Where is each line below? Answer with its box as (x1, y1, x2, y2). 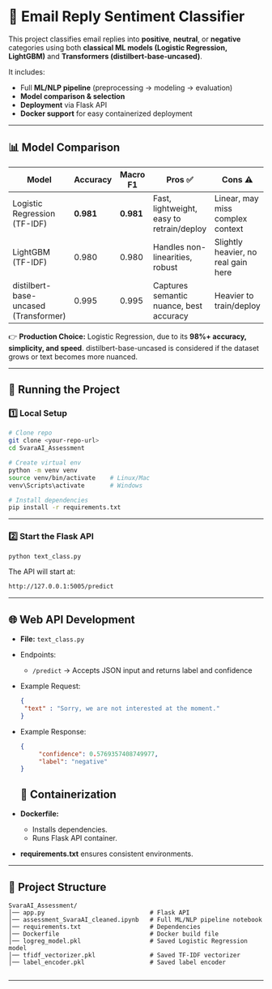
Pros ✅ (165, 173, 194, 185)
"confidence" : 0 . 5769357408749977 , (38, 750, 159, 758)
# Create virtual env (8, 459, 82, 467)
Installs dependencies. (32, 824, 108, 834)
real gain (214, 256, 248, 268)
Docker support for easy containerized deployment (19, 109, 193, 118)
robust (152, 261, 178, 272)
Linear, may (214, 192, 259, 203)
